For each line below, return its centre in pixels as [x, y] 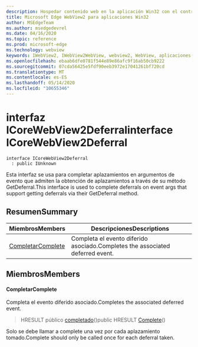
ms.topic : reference [32, 39]
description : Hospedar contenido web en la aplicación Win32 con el [92, 12]
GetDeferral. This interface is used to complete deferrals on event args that [96, 187]
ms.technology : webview [35, 50]
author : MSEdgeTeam [30, 22]
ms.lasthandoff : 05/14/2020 [41, 83]
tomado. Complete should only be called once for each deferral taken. [90, 338]
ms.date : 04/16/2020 [32, 34]
